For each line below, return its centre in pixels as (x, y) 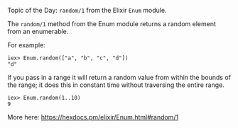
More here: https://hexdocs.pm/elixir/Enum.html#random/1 (93, 117)
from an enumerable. (38, 31)
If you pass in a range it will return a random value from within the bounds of (119, 77)
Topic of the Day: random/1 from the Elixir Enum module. (87, 10)
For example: (27, 45)
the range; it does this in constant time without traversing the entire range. (116, 85)
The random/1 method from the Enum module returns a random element (112, 24)
